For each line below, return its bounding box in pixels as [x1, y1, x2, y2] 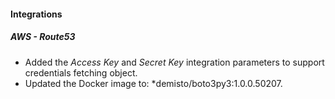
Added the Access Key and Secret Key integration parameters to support [24, 56, 325, 68]
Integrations [10, 8, 63, 20]
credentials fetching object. [24, 66, 138, 79]
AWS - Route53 [10, 31, 76, 43]
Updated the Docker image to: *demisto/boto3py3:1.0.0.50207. [24, 77, 283, 89]
